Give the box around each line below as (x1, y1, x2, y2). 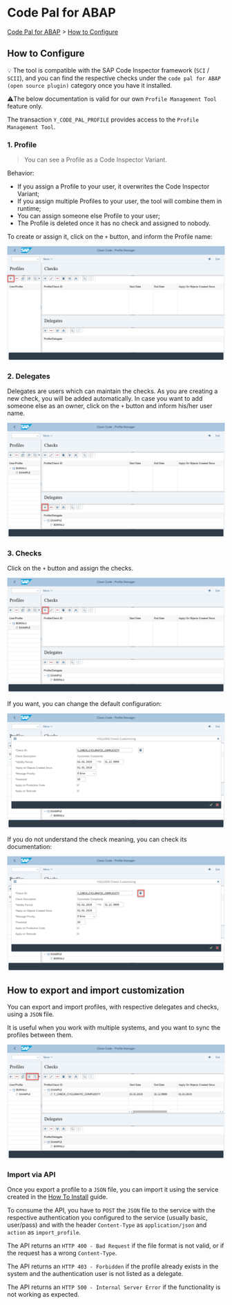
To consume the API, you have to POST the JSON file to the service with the (7, 1206, 215, 1214)
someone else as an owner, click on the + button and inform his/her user (7, 402, 213, 410)
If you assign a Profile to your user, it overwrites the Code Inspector (17, 182, 210, 191)
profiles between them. (7, 1031, 74, 1039)
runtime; (17, 204, 41, 213)
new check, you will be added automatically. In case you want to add (7, 394, 203, 403)
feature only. (7, 102, 43, 110)
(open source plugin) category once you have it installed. (7, 81, 173, 89)
